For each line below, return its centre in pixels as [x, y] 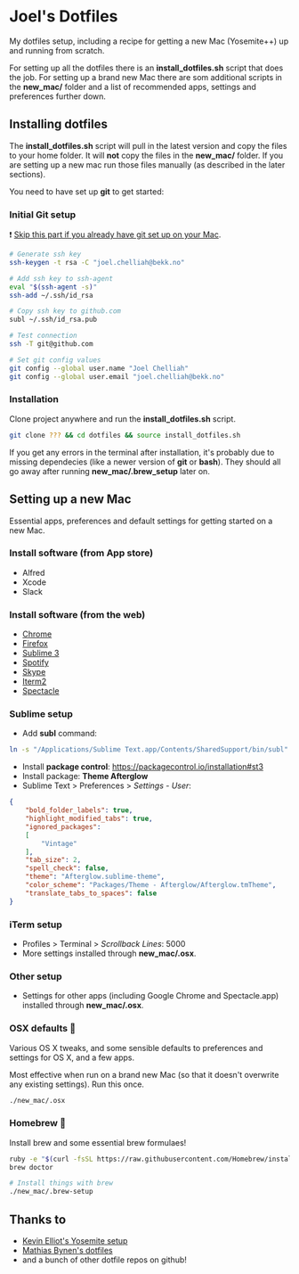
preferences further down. [58, 96]
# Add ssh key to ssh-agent [61, 278]
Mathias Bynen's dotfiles [67, 1251]
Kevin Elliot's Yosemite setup [75, 1241]
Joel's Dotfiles [64, 16]
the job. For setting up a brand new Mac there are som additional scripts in [146, 77]
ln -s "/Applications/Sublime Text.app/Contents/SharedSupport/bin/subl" [149, 750]
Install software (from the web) [77, 614]
